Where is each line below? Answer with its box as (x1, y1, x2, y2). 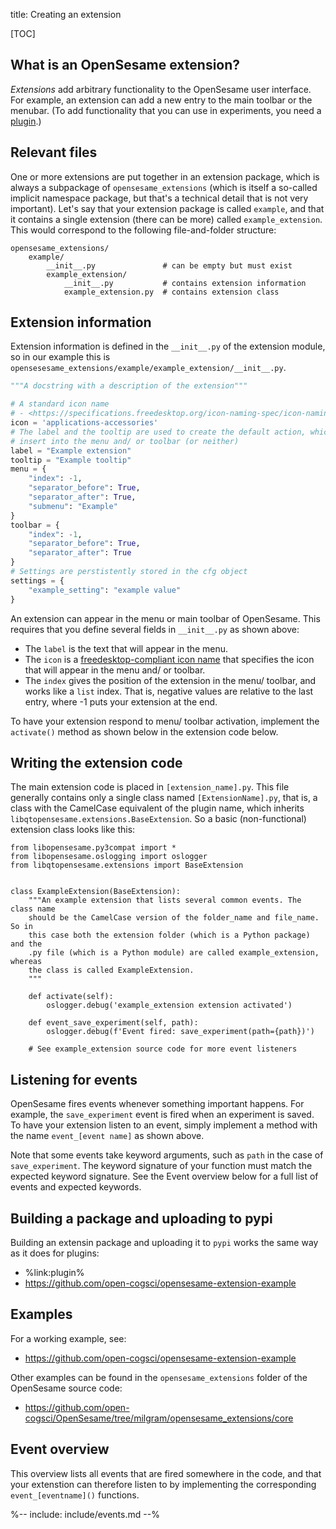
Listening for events (10, 1071, 138, 1088)
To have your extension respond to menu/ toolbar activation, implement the (10, 715, 320, 727)
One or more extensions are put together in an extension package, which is (10, 170, 320, 183)
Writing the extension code (10, 754, 183, 771)
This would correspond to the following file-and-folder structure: (10, 224, 277, 236)
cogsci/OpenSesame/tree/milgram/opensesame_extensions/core (24, 1412, 294, 1424)
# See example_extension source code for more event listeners (28, 1044, 298, 1054)
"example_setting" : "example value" (28, 585, 182, 595)
